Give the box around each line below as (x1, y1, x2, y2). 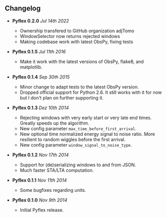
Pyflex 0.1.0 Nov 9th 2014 (12, 197, 68, 203)
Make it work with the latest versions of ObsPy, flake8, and (19, 58, 144, 65)
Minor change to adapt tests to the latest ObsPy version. (19, 84, 139, 90)
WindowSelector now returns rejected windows (19, 33, 120, 39)
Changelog (5, 4, 41, 13)
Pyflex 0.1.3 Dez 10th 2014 (12, 105, 69, 111)
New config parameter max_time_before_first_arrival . (19, 125, 137, 131)
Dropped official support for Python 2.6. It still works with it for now (19, 89, 162, 95)
